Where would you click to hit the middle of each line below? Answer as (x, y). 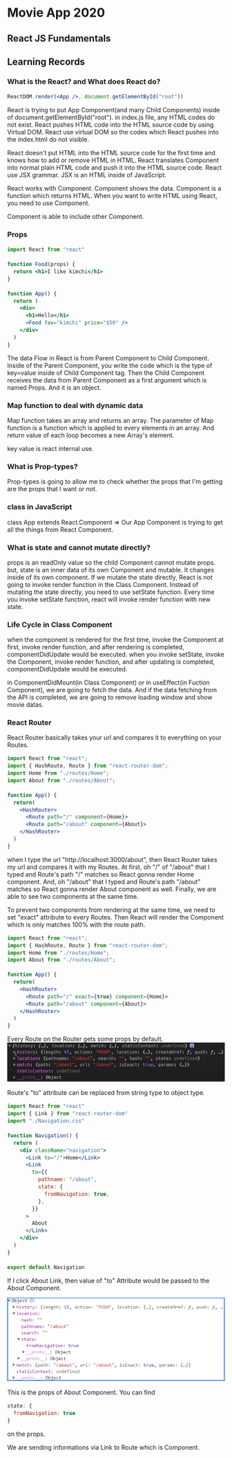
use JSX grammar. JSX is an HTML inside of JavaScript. (87, 175)
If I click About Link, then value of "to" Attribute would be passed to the (108, 1281)
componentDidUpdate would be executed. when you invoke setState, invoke (116, 655)
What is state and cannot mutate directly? (79, 547)
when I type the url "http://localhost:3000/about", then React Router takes (112, 859)
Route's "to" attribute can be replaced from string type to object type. (106, 1093)
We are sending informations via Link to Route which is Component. (104, 1447)
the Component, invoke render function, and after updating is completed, (111, 662)
